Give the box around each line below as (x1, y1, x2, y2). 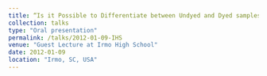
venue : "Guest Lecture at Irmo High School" (8, 41, 158, 49)
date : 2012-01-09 (8, 48, 66, 56)
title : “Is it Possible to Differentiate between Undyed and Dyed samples (8, 11, 261, 20)
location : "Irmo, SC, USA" (8, 56, 98, 64)
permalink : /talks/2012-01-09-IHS (8, 33, 123, 42)
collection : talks (8, 19, 69, 27)
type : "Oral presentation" (8, 26, 98, 34)
